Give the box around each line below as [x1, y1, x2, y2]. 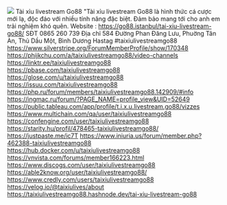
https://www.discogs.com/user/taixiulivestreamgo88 [7, 161, 156, 169]
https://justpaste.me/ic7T [7, 131, 79, 140]
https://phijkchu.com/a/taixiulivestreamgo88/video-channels [7, 52, 178, 59]
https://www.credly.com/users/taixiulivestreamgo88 [7, 175, 154, 184]
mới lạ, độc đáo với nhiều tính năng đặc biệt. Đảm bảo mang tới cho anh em [7, 14, 221, 23]
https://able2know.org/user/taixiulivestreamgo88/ [7, 169, 147, 176]
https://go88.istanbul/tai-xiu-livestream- [98, 22, 212, 30]
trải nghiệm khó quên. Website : [7, 22, 97, 30]
